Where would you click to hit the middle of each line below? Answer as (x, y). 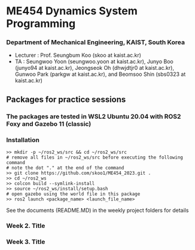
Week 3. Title (26, 242)
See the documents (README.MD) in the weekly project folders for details (97, 211)
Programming (41, 24)
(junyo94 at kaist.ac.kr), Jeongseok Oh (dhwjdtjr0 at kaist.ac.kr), (95, 68)
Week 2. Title (26, 226)
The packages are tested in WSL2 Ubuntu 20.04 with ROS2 (94, 116)
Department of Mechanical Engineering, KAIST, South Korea (96, 42)
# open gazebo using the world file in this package (73, 194)
